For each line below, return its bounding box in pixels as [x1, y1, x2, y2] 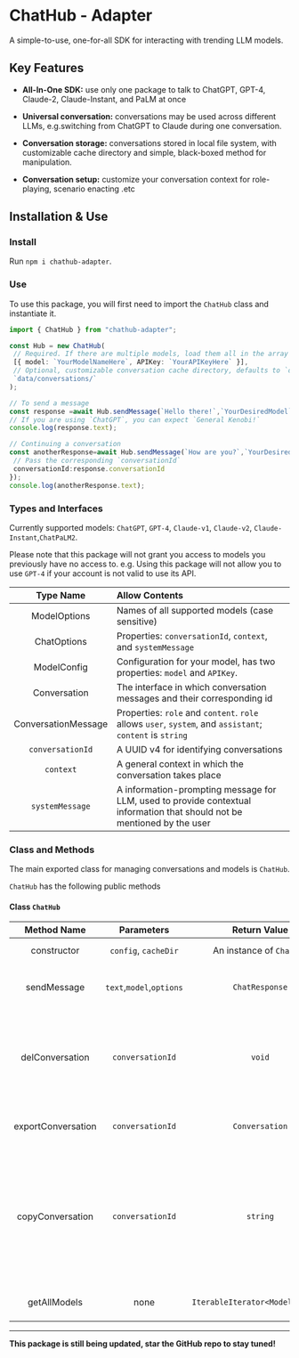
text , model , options [105, 981, 184, 994]
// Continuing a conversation [9, 440, 122, 449]
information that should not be [116, 805, 243, 817]
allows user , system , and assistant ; [116, 718, 263, 730]
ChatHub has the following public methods [9, 881, 161, 891]
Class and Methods [9, 843, 95, 856]
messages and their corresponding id [116, 692, 273, 704]
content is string [116, 728, 189, 741]
